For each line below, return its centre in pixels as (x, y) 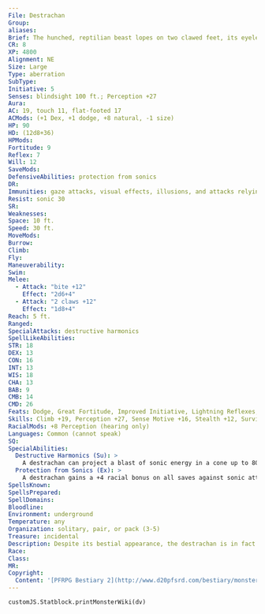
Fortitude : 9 (30, 148)
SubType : (22, 81)
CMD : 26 (21, 404)
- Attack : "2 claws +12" (56, 301)
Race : (17, 551)
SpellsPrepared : (35, 492)
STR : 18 (21, 346)
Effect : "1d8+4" (49, 309)
